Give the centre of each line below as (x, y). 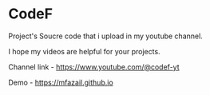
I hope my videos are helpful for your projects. (85, 51)
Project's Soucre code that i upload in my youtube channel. (106, 36)
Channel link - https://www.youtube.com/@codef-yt (94, 67)
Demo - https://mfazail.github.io (61, 82)
